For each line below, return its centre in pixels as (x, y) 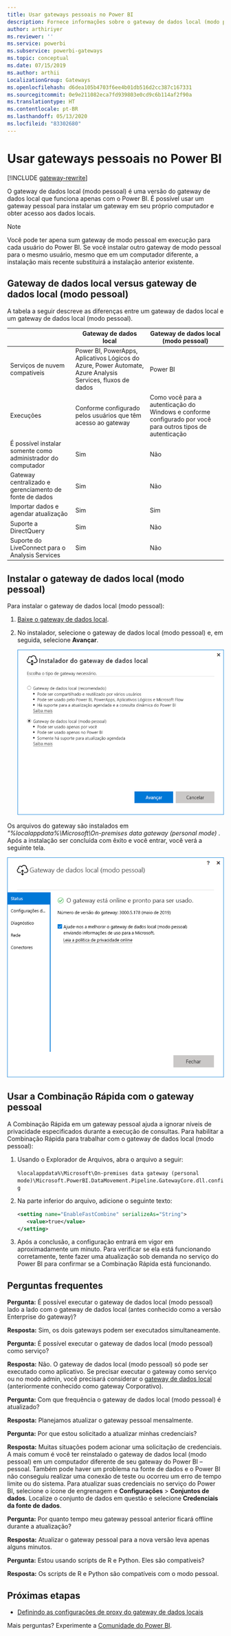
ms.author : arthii (33, 72)
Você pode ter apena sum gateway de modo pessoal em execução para (109, 240)
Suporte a (24, 523)
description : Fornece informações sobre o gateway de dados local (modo (113, 22)
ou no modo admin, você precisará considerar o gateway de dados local (109, 1379)
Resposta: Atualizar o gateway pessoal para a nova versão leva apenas (108, 1540)
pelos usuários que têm (109, 415)
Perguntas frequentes (55, 1285)
